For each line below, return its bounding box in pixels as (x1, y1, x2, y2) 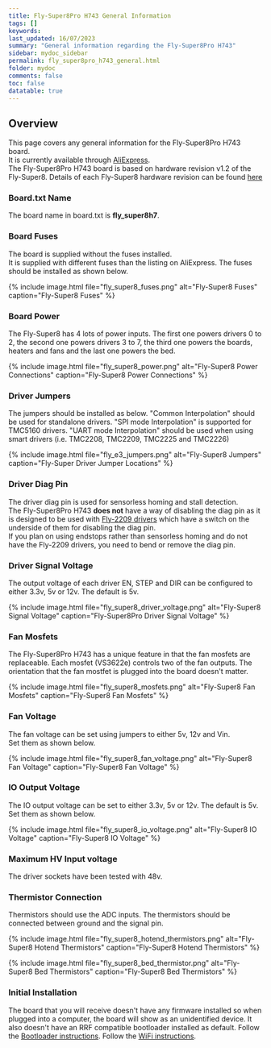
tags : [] (8, 19, 38, 27)
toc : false (8, 79, 45, 87)
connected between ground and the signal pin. (8, 918, 164, 928)
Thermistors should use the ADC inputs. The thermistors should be (8, 910, 231, 920)
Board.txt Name (8, 193, 72, 204)
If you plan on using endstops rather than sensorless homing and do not (8, 531, 248, 541)
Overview (8, 116, 59, 130)
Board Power (8, 310, 60, 322)
